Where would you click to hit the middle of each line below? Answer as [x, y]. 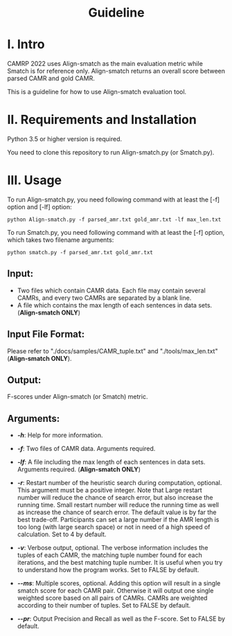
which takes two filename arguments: [61, 240]
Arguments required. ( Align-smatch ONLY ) [79, 470]
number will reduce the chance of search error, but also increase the [115, 497]
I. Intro [26, 45]
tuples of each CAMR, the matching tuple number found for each [109, 555]
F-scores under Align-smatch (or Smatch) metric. [78, 397]
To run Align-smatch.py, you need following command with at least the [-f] [114, 200]
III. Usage [35, 180]
